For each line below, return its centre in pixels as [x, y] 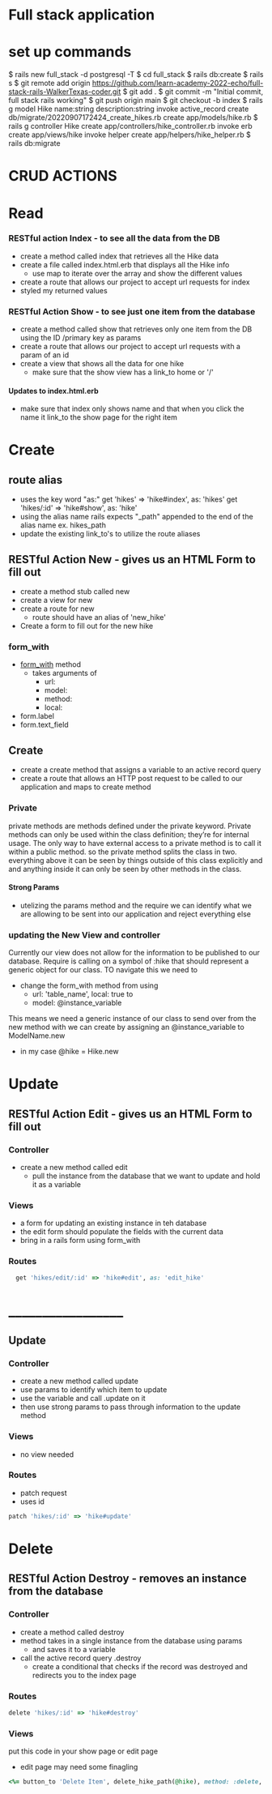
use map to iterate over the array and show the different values [137, 273]
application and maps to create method [85, 787]
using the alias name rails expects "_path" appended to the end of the [136, 517]
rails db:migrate [34, 143]
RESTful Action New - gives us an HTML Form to [132, 560]
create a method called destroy [72, 1632]
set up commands [70, 52]
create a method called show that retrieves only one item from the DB [136, 329]
